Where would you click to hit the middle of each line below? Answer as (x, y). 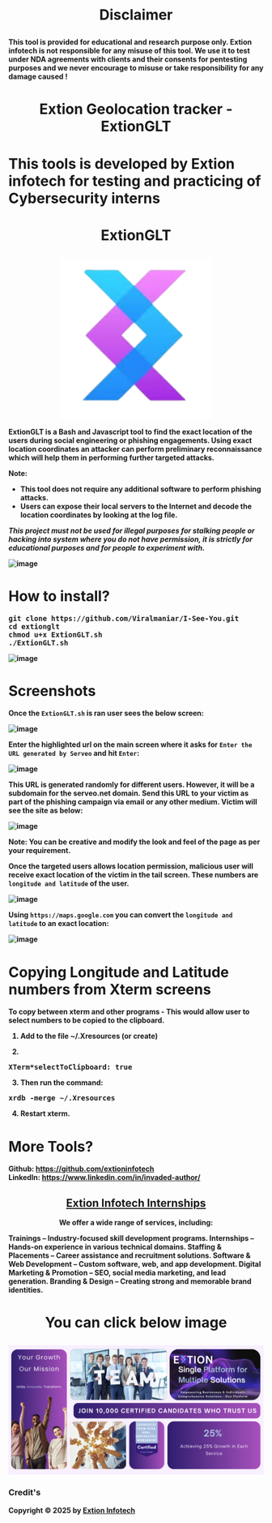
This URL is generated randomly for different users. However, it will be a (132, 785)
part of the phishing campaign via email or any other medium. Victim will (133, 802)
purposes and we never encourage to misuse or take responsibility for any (136, 68)
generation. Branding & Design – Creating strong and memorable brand (130, 1281)
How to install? (59, 596)
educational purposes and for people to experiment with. (106, 547)
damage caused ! (38, 77)
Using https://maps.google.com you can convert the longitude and (121, 915)
